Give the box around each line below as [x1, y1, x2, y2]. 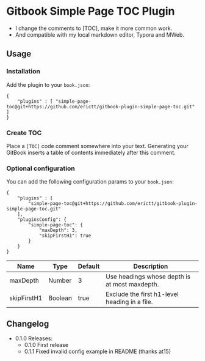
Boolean [48, 294, 72, 302]
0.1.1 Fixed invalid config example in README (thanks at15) [24, 348, 171, 355]
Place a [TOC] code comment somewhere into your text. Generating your [6, 142, 189, 149]
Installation [6, 67, 41, 76]
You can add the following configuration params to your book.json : [6, 178, 174, 185]
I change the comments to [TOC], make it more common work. [15, 24, 173, 32]
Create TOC [6, 128, 42, 137]
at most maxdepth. [106, 280, 159, 289]
